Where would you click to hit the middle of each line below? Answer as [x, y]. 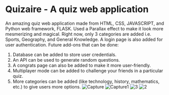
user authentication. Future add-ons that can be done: [62, 44]
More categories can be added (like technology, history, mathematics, [86, 81]
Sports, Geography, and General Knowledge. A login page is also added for [84, 39]
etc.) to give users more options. [47, 86]
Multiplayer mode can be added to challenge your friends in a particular [88, 70]
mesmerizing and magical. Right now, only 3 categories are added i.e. [78, 34]
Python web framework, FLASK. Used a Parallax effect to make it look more [84, 28]
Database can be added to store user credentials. [64, 55]
